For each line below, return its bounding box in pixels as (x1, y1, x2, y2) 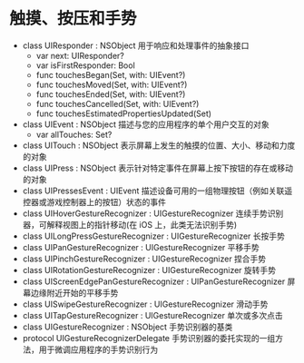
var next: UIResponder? (35, 50, 124, 61)
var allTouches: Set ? (35, 129, 113, 140)
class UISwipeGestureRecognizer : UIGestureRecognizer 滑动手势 (22, 299, 269, 309)
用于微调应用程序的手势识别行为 (38, 344, 159, 355)
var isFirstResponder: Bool (35, 60, 136, 71)
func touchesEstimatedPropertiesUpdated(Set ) (35, 108, 211, 119)
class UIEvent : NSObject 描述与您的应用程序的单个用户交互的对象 (22, 119, 270, 130)
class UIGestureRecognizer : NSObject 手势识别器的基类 (22, 321, 233, 332)
